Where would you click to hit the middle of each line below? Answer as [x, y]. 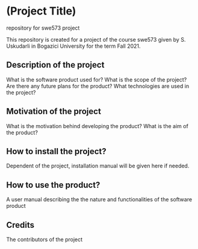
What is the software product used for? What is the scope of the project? [97, 79]
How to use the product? [53, 185]
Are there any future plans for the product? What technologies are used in [98, 86]
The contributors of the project [45, 239]
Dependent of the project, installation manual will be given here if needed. [98, 166]
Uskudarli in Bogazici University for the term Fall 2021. [73, 46]
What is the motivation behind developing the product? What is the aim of [97, 126]
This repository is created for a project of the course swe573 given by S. [96, 39]
